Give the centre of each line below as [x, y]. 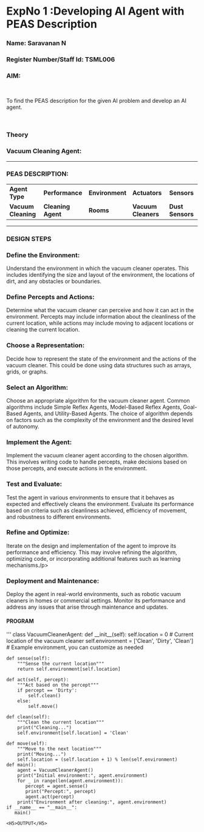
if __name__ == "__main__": [42, 808]
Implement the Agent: [39, 442]
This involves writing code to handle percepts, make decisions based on [97, 462]
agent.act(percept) [50, 797]
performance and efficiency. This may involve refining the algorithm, [92, 552]
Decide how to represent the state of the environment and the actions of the [101, 359]
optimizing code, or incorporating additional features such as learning [93, 558]
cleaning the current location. [43, 330]
